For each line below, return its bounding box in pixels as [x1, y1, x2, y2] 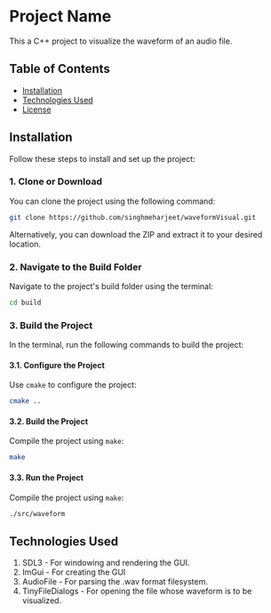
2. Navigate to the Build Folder [9, 261, 142, 273]
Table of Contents [9, 61, 111, 77]
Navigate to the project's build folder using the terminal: [9, 281, 213, 292]
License [21, 104, 52, 115]
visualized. [21, 595, 62, 606]
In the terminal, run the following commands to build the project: [9, 340, 244, 351]
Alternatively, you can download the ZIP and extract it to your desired [9, 229, 263, 239]
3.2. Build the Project [9, 415, 89, 426]
